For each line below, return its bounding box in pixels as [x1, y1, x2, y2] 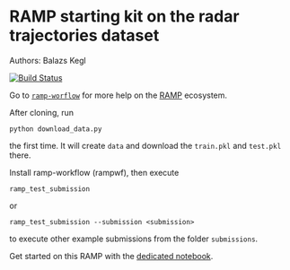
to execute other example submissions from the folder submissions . [9, 233, 259, 244]
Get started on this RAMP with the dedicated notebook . [9, 250, 214, 261]
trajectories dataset [9, 25, 160, 46]
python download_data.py [9, 124, 102, 134]
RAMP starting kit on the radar [9, 6, 240, 27]
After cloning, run [9, 107, 75, 118]
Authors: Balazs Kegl [9, 55, 87, 65]
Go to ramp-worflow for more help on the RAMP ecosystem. [9, 90, 227, 100]
